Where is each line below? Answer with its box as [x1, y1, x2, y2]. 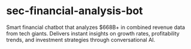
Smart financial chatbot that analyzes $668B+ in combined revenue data [6, 24, 186, 31]
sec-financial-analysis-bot [6, 4, 143, 18]
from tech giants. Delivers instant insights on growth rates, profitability [6, 30, 180, 37]
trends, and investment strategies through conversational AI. [6, 36, 156, 43]
